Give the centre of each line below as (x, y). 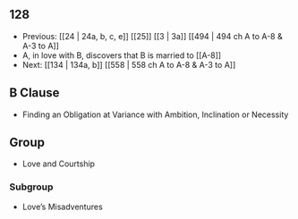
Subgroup (31, 187)
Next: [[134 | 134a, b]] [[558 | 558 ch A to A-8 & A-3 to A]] (129, 64)
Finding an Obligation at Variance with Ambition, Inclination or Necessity (155, 114)
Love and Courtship (59, 164)
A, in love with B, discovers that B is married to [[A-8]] (122, 55)
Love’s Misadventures (62, 206)
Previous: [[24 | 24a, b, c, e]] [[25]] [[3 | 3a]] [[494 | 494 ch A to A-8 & (153, 36)
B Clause (34, 93)
